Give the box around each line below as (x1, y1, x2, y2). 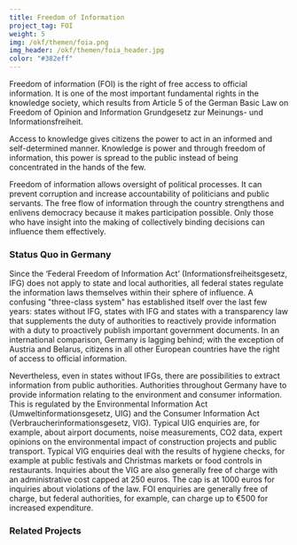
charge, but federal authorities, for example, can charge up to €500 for (9, 494, 269, 504)
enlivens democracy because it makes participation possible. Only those (9, 208, 274, 217)
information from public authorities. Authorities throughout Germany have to (9, 380, 287, 391)
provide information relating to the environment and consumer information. (9, 390, 282, 400)
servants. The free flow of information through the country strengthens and (9, 198, 285, 209)
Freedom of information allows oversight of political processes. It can (9, 179, 262, 189)
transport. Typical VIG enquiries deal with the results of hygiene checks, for (9, 446, 285, 457)
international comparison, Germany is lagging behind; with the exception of (9, 335, 285, 345)
